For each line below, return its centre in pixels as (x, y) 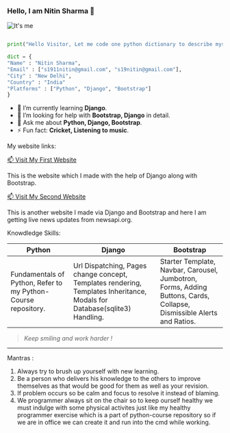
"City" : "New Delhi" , (39, 76)
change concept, (100, 275)
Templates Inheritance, (110, 292)
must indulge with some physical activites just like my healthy (104, 408)
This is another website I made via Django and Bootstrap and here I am (107, 212)
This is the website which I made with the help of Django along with (102, 176)
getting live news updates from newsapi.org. (70, 220)
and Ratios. (178, 321)
